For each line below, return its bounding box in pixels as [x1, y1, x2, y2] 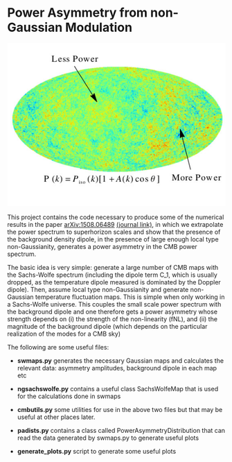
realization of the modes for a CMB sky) [7, 330, 121, 338]
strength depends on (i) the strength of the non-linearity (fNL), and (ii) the [7, 315, 218, 323]
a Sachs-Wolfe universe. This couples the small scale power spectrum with [7, 300, 222, 309]
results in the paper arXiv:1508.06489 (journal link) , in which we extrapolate [7, 221, 224, 229]
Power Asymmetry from [7, 5, 148, 21]
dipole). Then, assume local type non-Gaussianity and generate [7, 286, 189, 294]
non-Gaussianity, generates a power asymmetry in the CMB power [7, 243, 197, 251]
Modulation [64, 19, 133, 35]
